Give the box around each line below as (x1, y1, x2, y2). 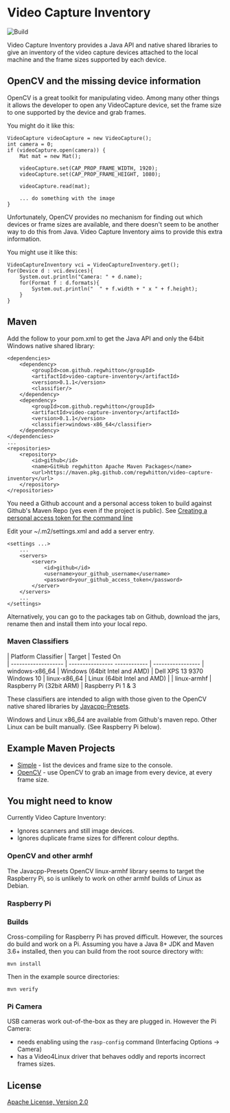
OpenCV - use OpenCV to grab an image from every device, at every (16, 768, 213, 777)
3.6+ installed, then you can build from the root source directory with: (7, 948, 204, 955)
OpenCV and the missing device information (7, 76, 201, 87)
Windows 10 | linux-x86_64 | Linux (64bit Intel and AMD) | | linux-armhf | (7, 674, 211, 682)
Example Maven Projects (7, 743, 115, 755)
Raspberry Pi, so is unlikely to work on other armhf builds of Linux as (7, 874, 202, 882)
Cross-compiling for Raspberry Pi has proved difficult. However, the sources (7, 932, 223, 941)
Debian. (7, 881, 30, 890)
